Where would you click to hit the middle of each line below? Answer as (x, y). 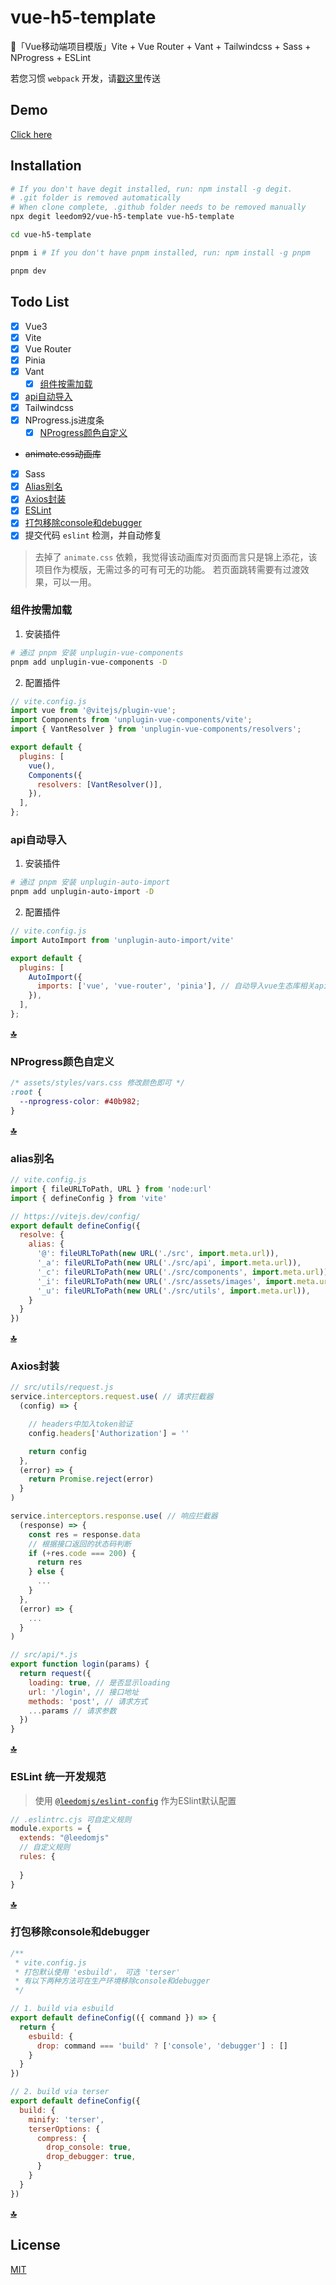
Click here (31, 134)
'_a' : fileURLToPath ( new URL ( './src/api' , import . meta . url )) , (169, 1263)
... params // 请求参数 (72, 1711)
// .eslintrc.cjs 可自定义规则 (71, 1819)
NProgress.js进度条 (64, 420)
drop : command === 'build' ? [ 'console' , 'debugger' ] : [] (162, 2046)
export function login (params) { (80, 1664)
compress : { (61, 2138)
